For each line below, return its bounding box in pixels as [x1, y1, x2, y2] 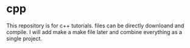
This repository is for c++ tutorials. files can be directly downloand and [6, 22, 185, 29]
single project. [6, 35, 43, 42]
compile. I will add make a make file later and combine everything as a [6, 28, 183, 35]
